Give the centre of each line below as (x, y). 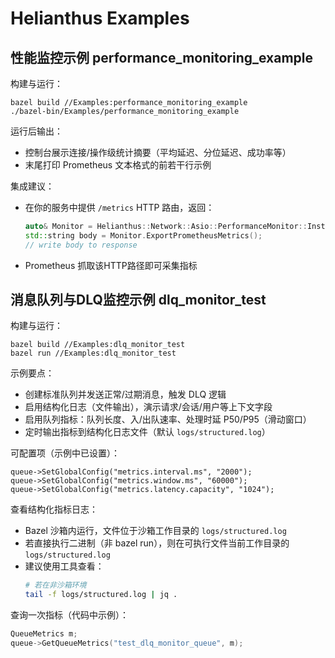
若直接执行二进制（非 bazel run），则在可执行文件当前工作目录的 (157, 543)
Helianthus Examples (100, 18)
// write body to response (81, 245)
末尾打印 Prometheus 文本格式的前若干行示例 (118, 165)
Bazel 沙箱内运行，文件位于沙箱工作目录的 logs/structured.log (155, 531)
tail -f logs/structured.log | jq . (101, 595)
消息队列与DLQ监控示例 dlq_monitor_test (138, 300)
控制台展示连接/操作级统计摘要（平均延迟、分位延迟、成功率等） (158, 152)
